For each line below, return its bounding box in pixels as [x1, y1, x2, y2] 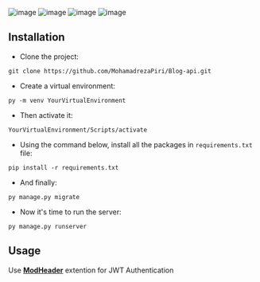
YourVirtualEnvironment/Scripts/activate [8, 126, 148, 134]
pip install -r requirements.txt [8, 163, 119, 171]
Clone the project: [19, 52, 80, 61]
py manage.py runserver [8, 222, 87, 230]
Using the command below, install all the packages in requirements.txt [19, 139, 253, 149]
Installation [8, 30, 65, 44]
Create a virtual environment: [19, 80, 115, 91]
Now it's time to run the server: [19, 207, 122, 217]
